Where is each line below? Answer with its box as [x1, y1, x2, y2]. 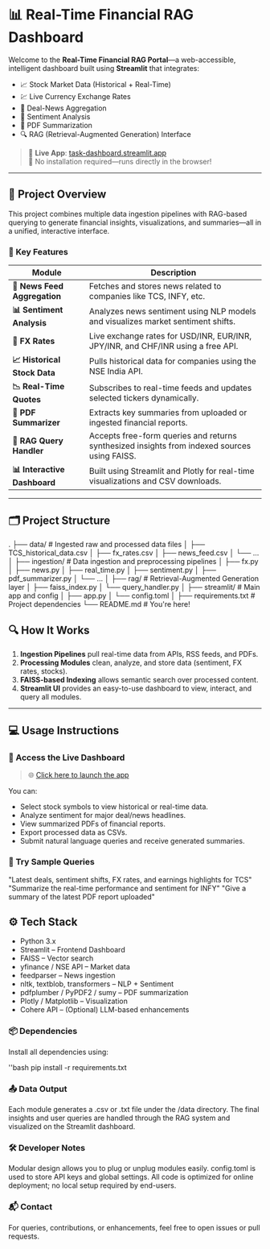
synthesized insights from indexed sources [88, 440, 252, 451]
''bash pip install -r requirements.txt [8, 1062, 127, 1072]
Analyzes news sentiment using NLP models [88, 305, 256, 317]
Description [150, 267, 197, 278]
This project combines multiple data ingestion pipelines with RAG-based [8, 209, 247, 218]
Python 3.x [19, 936, 56, 946]
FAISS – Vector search [19, 953, 94, 963]
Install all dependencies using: [8, 1047, 108, 1056]
